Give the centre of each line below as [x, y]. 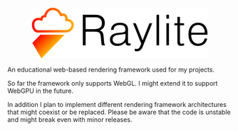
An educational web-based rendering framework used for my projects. [111, 69]
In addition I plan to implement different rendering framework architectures [117, 104]
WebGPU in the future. [40, 91]
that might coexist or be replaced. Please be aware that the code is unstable [119, 112]
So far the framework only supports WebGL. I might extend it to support [113, 83]
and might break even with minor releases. [70, 120]
